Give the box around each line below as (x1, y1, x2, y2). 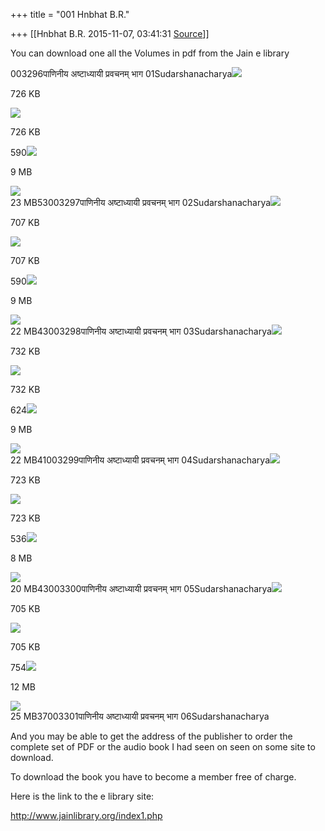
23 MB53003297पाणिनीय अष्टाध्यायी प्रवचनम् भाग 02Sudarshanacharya (10, 197, 272, 208)
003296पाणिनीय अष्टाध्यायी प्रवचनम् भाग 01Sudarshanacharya (10, 68, 233, 79)
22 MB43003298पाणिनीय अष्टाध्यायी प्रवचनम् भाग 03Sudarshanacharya (10, 325, 272, 337)
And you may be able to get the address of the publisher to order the (10, 730, 293, 742)
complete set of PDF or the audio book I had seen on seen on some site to (10, 741, 316, 753)
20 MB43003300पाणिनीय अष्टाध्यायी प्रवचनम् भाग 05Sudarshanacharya (10, 583, 273, 594)
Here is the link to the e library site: (10, 790, 155, 802)
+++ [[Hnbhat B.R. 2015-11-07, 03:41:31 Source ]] (10, 28, 210, 39)
